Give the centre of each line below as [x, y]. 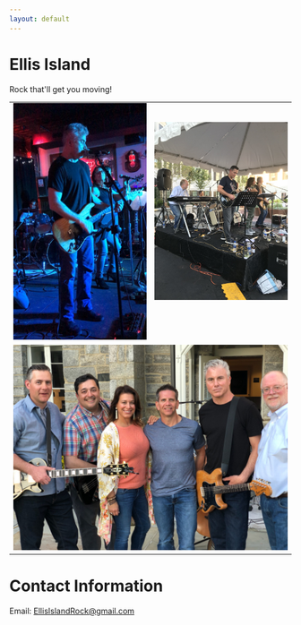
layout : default [39, 19]
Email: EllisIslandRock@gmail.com [72, 611]
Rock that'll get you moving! [61, 89]
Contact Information [86, 586]
